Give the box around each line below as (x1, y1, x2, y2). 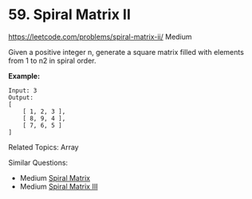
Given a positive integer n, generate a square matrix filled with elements (8, 47, 245, 57)
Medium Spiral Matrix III (19, 181, 98, 191)
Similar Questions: (8, 158, 69, 167)
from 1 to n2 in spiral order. (8, 56, 96, 65)
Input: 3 (8, 86, 37, 95)
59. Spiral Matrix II (8, 6, 132, 24)
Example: (8, 71, 41, 80)
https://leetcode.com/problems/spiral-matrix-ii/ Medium (8, 32, 193, 41)
